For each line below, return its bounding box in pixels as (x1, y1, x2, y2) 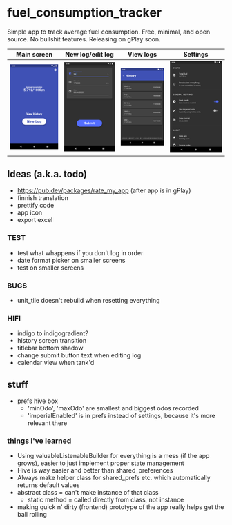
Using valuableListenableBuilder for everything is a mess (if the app (17, 452, 210, 460)
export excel (17, 216, 53, 224)
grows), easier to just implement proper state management (17, 459, 184, 467)
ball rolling (17, 511, 47, 519)
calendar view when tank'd (17, 359, 95, 367)
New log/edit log (65, 50, 114, 59)
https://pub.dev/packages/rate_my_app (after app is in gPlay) (17, 186, 191, 195)
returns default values (17, 481, 80, 489)
